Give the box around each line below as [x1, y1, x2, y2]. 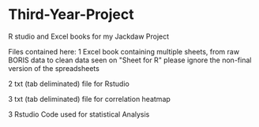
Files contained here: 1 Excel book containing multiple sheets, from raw [8, 47, 239, 56]
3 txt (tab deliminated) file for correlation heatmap [8, 94, 171, 103]
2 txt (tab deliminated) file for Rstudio [8, 79, 130, 88]
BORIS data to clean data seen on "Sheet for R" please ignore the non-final [8, 55, 252, 65]
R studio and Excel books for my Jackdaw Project [8, 32, 170, 41]
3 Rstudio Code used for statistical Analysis [8, 109, 150, 119]
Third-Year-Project [8, 6, 134, 24]
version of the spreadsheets [8, 63, 100, 73]
